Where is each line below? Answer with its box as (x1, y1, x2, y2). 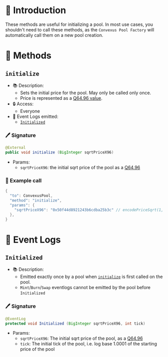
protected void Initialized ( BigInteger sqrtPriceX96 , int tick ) (5, 321, 145, 326)
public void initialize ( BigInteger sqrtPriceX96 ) (5, 150, 114, 155)
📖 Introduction (5, 5, 67, 16)
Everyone (20, 108, 40, 114)
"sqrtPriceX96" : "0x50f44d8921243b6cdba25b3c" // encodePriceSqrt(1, (14, 207, 164, 212)
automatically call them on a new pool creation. (5, 32, 103, 38)
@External (5, 145, 26, 150)
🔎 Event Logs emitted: (12, 113, 59, 120)
